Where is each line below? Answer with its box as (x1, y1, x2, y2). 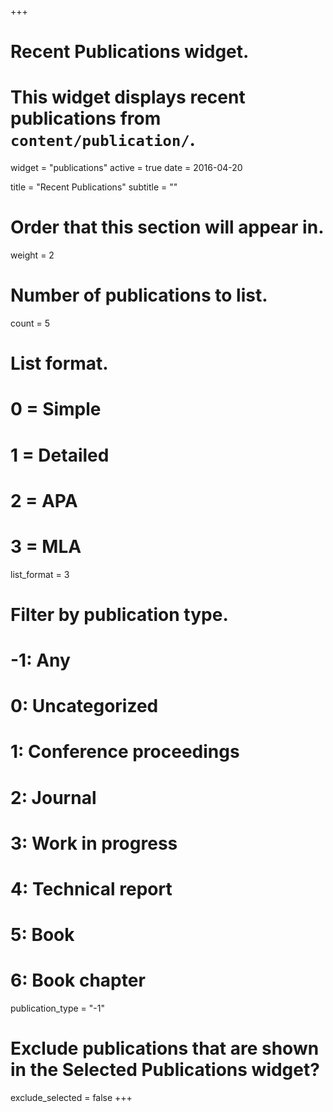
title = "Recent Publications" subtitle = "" (10, 181, 178, 193)
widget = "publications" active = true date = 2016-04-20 (10, 162, 243, 174)
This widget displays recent (10, 86, 246, 109)
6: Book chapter (10, 969, 146, 992)
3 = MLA (10, 535, 82, 558)
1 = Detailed (10, 444, 110, 466)
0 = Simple (10, 398, 102, 421)
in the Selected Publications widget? (10, 1059, 320, 1081)
